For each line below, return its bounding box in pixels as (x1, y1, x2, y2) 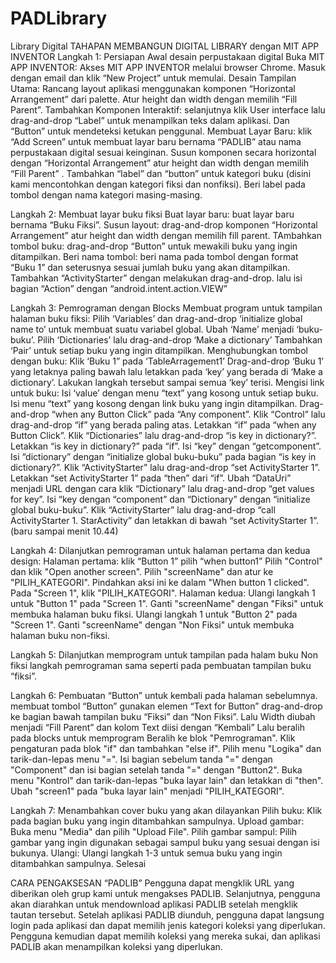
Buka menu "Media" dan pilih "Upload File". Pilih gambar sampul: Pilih (10, 825, 298, 837)
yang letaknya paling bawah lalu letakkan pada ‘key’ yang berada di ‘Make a (10, 365, 323, 377)
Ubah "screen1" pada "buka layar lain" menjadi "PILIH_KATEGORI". (10, 785, 285, 797)
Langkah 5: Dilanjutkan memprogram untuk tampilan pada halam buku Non (10, 648, 319, 661)
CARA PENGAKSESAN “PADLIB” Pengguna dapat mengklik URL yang (10, 877, 295, 889)
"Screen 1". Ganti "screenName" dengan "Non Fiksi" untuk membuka (10, 618, 295, 631)
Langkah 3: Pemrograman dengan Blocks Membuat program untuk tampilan (10, 302, 323, 314)
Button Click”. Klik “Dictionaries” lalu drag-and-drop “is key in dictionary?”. (10, 429, 317, 441)
